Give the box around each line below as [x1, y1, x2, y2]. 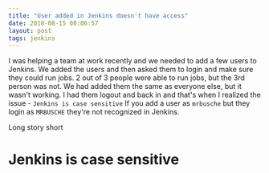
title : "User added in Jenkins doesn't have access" [8, 11, 189, 20]
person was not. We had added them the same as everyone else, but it [8, 82, 243, 91]
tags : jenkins [8, 34, 56, 42]
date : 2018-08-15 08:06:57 [8, 19, 99, 27]
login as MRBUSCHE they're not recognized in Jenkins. [8, 107, 180, 117]
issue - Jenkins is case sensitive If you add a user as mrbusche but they [8, 99, 251, 108]
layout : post [8, 26, 52, 34]
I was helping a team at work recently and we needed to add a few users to [8, 56, 257, 66]
